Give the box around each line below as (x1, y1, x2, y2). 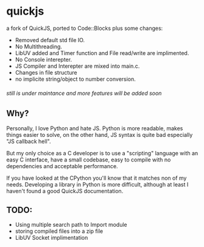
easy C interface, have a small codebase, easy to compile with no (6, 156, 171, 163)
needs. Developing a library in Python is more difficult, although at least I (6, 180, 189, 188)
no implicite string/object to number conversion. (15, 75, 136, 83)
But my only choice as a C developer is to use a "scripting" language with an (6, 149, 199, 157)
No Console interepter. (15, 56, 72, 63)
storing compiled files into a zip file (15, 227, 104, 235)
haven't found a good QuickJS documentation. (6, 187, 124, 194)
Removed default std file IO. (15, 36, 85, 43)
